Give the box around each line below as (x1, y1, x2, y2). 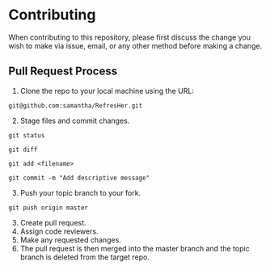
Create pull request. (19, 217, 86, 227)
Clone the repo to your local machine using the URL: (19, 86, 194, 95)
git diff (8, 146, 38, 154)
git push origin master (8, 204, 89, 212)
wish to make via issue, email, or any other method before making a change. (8, 40, 263, 50)
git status (8, 131, 45, 139)
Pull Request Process (8, 65, 118, 78)
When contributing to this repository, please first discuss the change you (8, 32, 251, 42)
